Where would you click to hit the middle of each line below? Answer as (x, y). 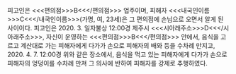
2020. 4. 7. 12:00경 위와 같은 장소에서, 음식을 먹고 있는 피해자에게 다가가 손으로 (118, 54)
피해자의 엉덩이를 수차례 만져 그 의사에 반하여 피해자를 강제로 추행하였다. (107, 63)
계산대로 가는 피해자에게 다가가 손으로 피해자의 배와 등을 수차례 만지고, (118, 45)
